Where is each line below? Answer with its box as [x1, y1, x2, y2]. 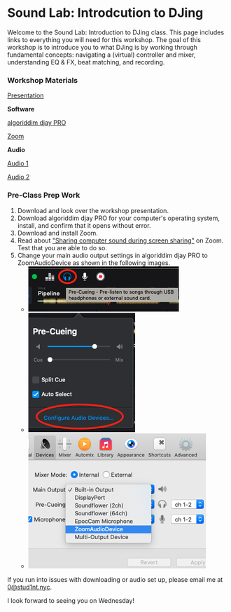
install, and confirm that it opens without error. [17, 221, 151, 229]
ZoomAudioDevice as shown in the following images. [17, 258, 170, 267]
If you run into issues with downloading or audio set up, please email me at [7, 575, 223, 583]
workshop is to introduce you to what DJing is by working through [7, 43, 198, 51]
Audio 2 [7, 173, 30, 182]
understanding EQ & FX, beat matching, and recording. [7, 57, 165, 66]
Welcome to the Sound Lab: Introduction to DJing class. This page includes [7, 28, 225, 36]
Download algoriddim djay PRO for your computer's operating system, [17, 214, 220, 222]
